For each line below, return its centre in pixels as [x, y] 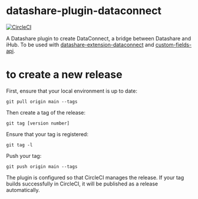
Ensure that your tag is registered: [47, 134]
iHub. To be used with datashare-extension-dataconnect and [80, 45]
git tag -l [19, 145]
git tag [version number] [38, 123]
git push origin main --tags [42, 166]
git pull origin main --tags [42, 102]
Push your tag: [24, 156]
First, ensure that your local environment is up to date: [72, 91]
